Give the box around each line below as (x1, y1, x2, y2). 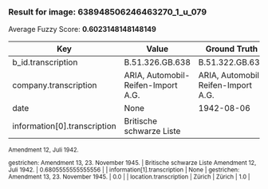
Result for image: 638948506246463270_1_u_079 (8, 6, 207, 18)
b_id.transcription (12, 57, 78, 68)
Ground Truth (205, 43, 258, 54)
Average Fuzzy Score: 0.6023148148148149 (8, 25, 157, 34)
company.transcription (12, 80, 97, 91)
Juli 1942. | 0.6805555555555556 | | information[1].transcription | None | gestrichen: (8, 166, 240, 174)
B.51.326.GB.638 (124, 57, 191, 68)
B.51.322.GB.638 (198, 57, 266, 68)
